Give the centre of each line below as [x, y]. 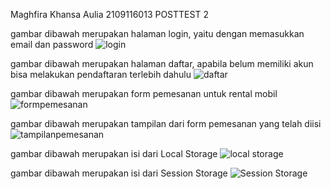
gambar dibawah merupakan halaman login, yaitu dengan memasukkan [157, 33]
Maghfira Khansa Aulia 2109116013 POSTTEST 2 [109, 14]
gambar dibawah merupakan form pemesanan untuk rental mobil [144, 93]
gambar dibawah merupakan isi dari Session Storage [119, 173]
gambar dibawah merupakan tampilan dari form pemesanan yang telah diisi [166, 123]
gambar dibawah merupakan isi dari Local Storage [114, 153]
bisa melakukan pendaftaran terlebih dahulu [101, 74]
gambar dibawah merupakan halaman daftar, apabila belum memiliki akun [162, 63]
